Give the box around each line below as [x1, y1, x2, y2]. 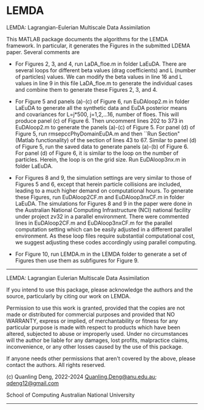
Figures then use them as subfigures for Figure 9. [15, 256, 139, 264]
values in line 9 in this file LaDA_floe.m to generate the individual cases [15, 80, 193, 87]
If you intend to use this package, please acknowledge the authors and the [6, 286, 193, 293]
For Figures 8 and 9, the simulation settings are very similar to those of [15, 174, 192, 181]
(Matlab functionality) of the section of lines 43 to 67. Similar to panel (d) [15, 136, 197, 143]
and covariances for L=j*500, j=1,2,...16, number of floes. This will [15, 111, 179, 118]
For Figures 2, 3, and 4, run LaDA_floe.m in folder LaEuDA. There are [15, 60, 187, 67]
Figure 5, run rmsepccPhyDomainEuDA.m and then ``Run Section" [15, 130, 180, 137]
